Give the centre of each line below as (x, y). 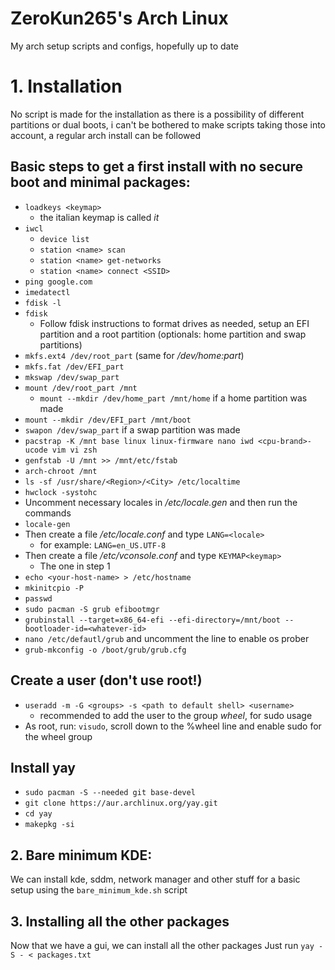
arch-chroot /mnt (61, 471)
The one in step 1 (75, 566)
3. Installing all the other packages (120, 921)
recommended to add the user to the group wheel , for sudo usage (176, 715)
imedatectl (47, 292)
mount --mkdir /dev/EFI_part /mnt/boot (108, 420)
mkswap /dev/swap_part (72, 377)
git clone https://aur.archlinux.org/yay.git (121, 803)
